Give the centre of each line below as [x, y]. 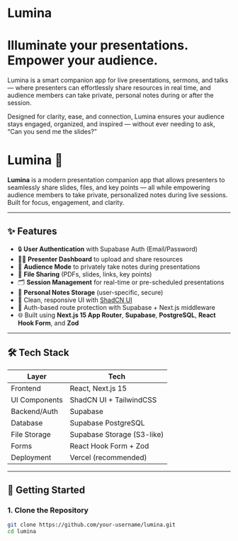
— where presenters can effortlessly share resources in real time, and [109, 88]
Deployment [31, 457]
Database [27, 423]
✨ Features [32, 232]
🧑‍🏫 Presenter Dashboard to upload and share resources [100, 259]
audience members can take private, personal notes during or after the [110, 95]
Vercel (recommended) [108, 457]
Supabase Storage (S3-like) [117, 434]
